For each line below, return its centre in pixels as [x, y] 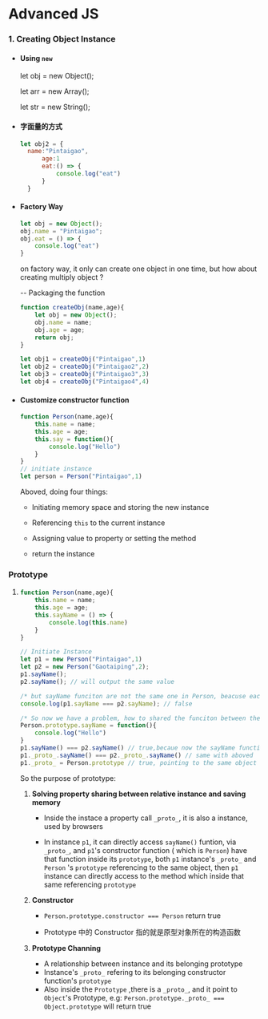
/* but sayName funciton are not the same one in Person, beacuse [133, 696]
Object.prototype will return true [98, 1006]
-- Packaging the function [62, 293]
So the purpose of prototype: [68, 778]
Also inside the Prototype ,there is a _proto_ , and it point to [140, 989]
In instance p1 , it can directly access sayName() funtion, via [140, 842]
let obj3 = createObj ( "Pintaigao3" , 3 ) [84, 374]
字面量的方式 [41, 126]
